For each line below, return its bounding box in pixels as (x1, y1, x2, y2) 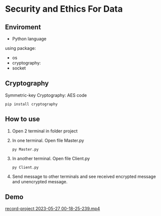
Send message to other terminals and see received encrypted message (12, 173, 156, 179)
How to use (5, 115, 40, 123)
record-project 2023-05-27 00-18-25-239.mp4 (5, 206, 100, 212)
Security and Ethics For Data (5, 3, 123, 15)
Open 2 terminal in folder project (12, 128, 78, 134)
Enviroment (5, 23, 41, 31)
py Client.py (12, 165, 39, 170)
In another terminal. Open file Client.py (12, 155, 90, 161)
